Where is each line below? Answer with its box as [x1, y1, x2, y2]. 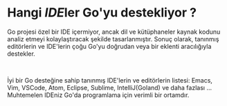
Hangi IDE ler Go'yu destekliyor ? [7, 5, 197, 21]
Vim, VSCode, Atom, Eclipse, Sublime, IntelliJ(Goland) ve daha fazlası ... [7, 83, 212, 92]
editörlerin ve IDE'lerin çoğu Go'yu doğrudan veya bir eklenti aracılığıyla [7, 42, 212, 50]
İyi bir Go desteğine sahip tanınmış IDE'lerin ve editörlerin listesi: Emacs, [7, 76, 213, 84]
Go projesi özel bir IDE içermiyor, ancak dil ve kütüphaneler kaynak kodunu [7, 28, 221, 36]
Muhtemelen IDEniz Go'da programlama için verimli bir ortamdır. [7, 91, 190, 99]
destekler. [7, 50, 36, 58]
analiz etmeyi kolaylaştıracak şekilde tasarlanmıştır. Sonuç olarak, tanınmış [7, 34, 219, 43]
